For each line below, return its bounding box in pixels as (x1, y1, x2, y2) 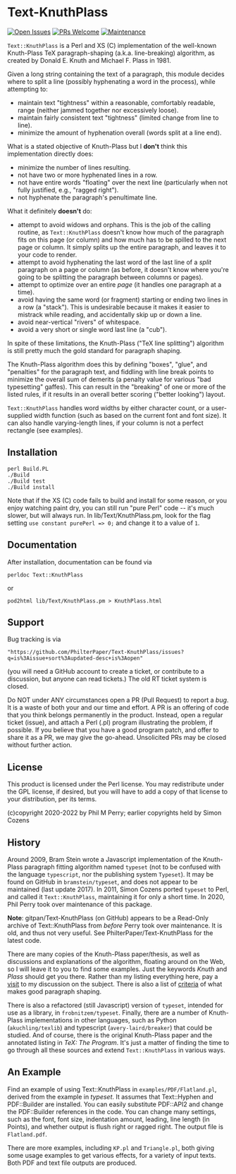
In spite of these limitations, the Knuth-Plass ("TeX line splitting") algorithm (7, 339, 224, 347)
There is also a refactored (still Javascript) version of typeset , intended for (7, 1001, 223, 1009)
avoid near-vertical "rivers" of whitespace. (17, 318, 142, 326)
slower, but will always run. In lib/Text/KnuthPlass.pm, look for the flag (7, 511, 211, 519)
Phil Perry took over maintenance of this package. (7, 900, 153, 908)
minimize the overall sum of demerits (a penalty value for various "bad (7, 375, 211, 383)
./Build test (7, 477, 46, 485)
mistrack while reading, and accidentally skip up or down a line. (17, 310, 202, 319)
